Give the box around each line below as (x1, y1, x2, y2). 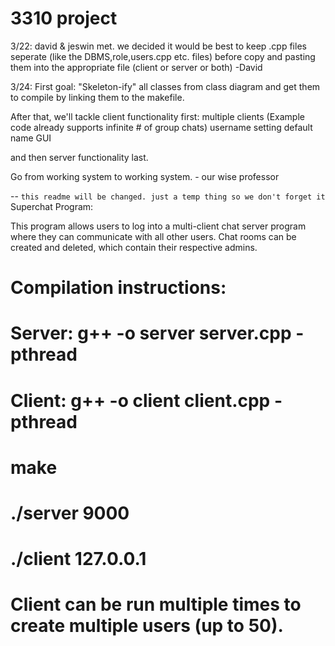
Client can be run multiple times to (10, 593, 302, 616)
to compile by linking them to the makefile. (10, 91, 185, 103)
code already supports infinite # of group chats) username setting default (10, 121, 313, 133)
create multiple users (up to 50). (10, 615, 284, 637)
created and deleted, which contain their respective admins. (10, 241, 258, 253)
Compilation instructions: (10, 277, 227, 299)
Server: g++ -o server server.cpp (10, 322, 292, 345)
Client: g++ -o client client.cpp (10, 389, 271, 412)
